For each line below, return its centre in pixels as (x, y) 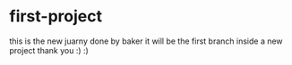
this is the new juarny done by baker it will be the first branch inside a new (146, 41)
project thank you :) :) (49, 50)
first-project (56, 16)
